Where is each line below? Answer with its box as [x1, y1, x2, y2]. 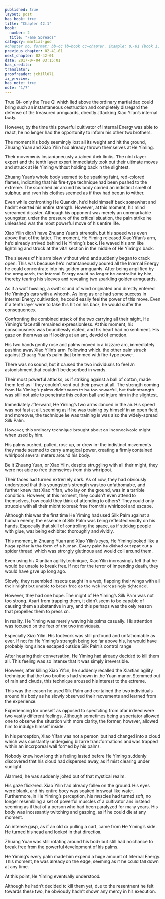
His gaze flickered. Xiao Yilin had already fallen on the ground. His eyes [5, 782, 150, 788]
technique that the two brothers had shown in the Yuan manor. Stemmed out [5, 672, 160, 679]
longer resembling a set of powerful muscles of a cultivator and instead [5, 798, 150, 804]
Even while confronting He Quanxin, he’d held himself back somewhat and [5, 199, 156, 205]
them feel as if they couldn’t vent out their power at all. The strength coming [5, 381, 159, 388]
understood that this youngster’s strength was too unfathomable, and [5, 482, 146, 488]
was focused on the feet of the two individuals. [5, 623, 100, 629]
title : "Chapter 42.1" [5, 21, 52, 26]
